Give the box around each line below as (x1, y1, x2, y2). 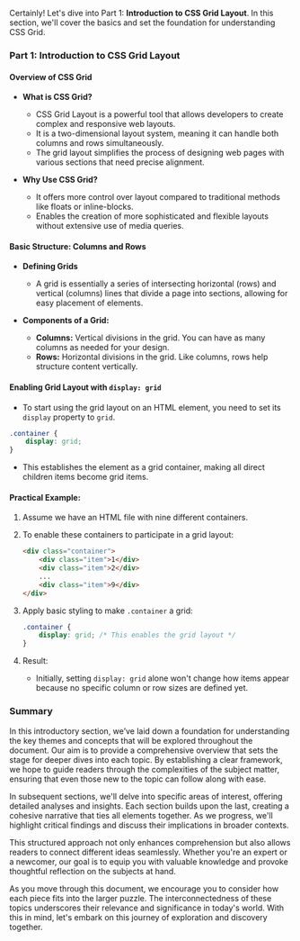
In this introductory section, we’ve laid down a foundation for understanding (9, 725, 290, 737)
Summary (9, 705, 54, 718)
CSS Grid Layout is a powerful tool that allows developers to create (35, 109, 284, 120)
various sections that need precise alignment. (35, 157, 205, 167)
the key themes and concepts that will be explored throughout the (9, 735, 253, 746)
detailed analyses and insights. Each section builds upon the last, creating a (9, 801, 290, 811)
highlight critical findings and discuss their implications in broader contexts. (9, 819, 289, 830)
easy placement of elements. (35, 297, 144, 309)
